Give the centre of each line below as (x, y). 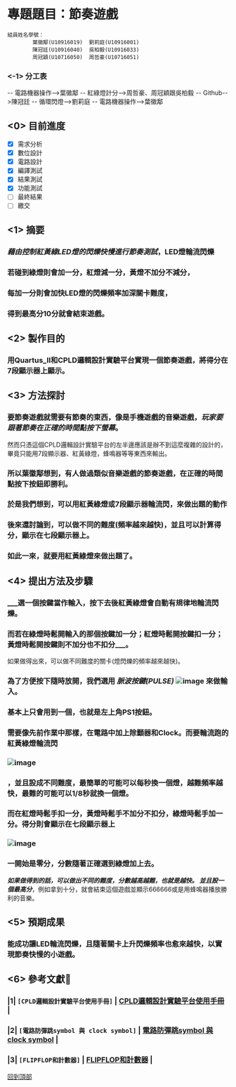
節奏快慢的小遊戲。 (47, 954)
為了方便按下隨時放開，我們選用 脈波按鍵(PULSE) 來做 (114, 680)
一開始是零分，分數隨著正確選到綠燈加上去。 (83, 864)
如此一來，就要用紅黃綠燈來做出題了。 (72, 556)
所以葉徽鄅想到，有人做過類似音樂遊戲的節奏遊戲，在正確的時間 (115, 473)
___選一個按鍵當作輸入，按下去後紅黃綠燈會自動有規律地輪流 (110, 602)
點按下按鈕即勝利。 (40, 484)
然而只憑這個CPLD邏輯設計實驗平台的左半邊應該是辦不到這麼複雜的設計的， (117, 444)
